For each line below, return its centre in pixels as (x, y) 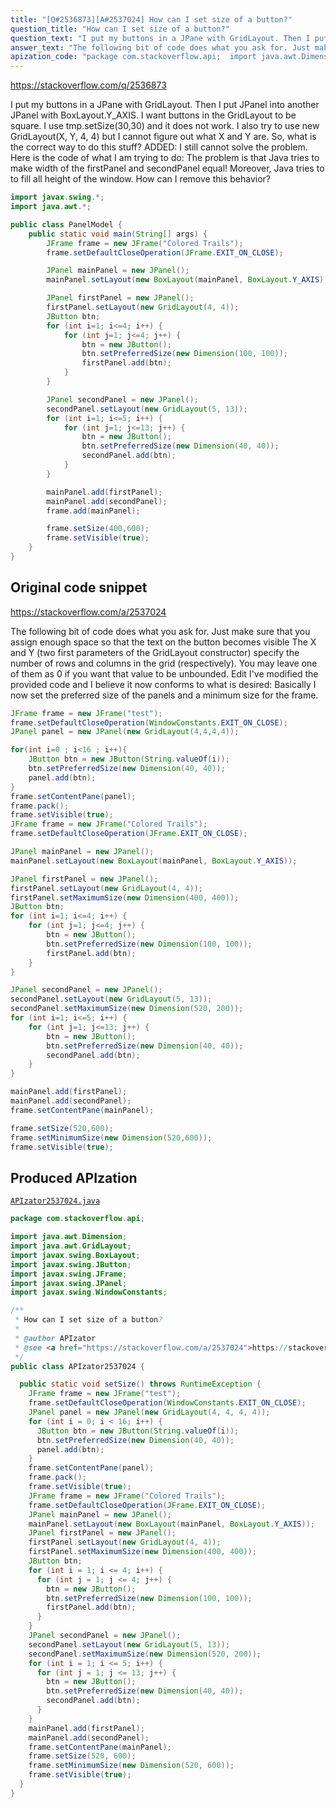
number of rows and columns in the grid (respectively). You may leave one (164, 663)
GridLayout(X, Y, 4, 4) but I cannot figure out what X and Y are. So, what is (163, 137)
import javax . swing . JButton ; (71, 1264)
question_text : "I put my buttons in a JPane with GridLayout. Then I (160, 38)
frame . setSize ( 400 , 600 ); (98, 529)
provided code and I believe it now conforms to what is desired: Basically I (163, 684)
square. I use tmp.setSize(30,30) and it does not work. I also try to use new (165, 126)
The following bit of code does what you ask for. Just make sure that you (160, 631)
